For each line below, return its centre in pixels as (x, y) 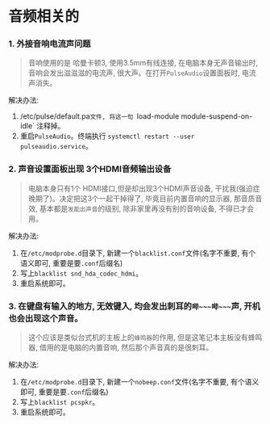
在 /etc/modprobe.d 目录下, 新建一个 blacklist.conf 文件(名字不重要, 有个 (138, 253)
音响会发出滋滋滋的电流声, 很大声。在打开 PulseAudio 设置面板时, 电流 (142, 73)
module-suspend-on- (217, 116)
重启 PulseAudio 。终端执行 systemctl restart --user (107, 136)
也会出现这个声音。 (46, 318)
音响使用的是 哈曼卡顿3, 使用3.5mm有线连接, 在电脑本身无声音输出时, (143, 63)
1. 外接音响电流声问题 (50, 44)
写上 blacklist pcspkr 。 (60, 402)
